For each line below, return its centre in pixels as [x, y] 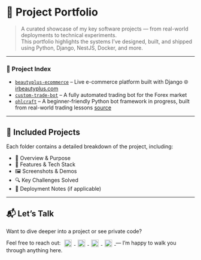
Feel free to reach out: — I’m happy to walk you [91, 243]
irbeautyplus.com [36, 88]
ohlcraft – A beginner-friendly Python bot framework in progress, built [102, 102]
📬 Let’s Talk [30, 214]
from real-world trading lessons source [63, 108]
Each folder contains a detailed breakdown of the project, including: [90, 146]
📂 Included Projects [43, 132]
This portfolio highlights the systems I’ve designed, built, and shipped [106, 41]
